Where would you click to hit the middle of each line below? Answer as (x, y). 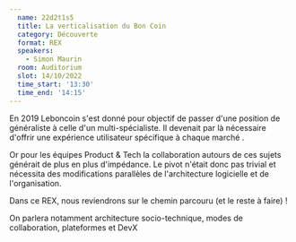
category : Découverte (58, 34)
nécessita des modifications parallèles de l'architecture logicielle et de (139, 173)
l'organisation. (35, 183)
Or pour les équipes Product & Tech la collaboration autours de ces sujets (145, 154)
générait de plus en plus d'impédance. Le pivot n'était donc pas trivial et (143, 164)
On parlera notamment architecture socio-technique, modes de (126, 218)
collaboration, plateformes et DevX (74, 227)
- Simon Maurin (54, 59)
